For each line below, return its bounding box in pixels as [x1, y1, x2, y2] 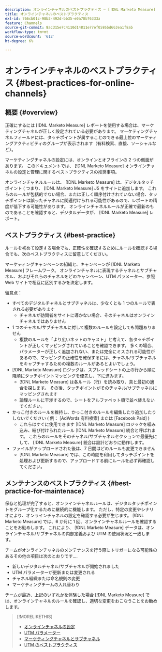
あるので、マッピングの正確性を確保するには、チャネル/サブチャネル [19, 354, 156, 360]
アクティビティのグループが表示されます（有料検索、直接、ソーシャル [13, 140, 152, 146]
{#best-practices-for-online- [15, 77, 135, 88]
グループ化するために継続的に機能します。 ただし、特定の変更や [13, 507, 141, 512]
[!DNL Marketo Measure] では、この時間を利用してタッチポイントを [19, 451, 155, 457]
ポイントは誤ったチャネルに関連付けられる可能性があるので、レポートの [9, 197, 153, 203]
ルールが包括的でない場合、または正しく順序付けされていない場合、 [13, 191, 149, 197]
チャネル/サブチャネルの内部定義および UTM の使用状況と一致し [17, 531, 146, 537]
